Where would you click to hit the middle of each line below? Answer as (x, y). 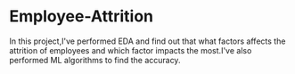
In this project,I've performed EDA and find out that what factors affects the (147, 41)
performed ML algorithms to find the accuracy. (95, 60)
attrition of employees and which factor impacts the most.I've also (131, 50)
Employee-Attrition (82, 16)
